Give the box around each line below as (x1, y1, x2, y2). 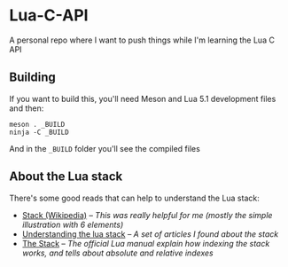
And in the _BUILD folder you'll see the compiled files (9, 143, 201, 153)
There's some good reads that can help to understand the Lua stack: (9, 192, 260, 203)
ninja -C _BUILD (9, 128, 69, 137)
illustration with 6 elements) (21, 219, 124, 230)
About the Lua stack (9, 169, 123, 185)
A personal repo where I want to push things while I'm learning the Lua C (9, 35, 275, 45)
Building (9, 70, 56, 85)
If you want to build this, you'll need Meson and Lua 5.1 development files (9, 93, 276, 104)
